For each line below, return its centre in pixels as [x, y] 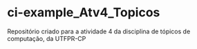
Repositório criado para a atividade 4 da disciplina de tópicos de [99, 31]
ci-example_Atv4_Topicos [84, 13]
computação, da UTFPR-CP [47, 38]
